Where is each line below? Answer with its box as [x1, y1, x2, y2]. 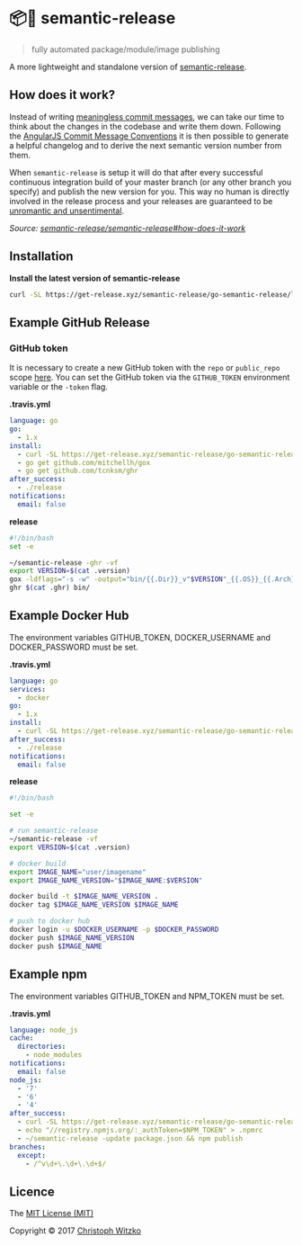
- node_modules [25, 1051, 83, 1060]
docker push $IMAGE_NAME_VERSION [9, 933, 135, 942]
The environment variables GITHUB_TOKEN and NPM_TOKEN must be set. [9, 990, 285, 1001]
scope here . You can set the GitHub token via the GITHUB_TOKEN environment [9, 372, 290, 383]
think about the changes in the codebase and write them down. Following [9, 121, 281, 131]
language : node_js [9, 1026, 78, 1035]
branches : [9, 1142, 47, 1151]
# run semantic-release [9, 826, 99, 836]
